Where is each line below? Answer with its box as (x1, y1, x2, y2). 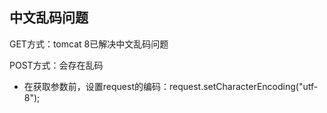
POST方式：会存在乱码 (9, 59, 104, 71)
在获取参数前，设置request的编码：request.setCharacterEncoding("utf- (23, 80, 319, 92)
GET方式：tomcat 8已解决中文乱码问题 (9, 38, 169, 50)
